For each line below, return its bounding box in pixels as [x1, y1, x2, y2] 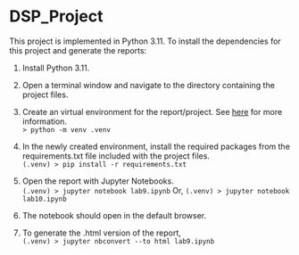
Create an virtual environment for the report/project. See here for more [21, 106, 283, 117]
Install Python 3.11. [21, 62, 90, 73]
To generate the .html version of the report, [21, 227, 181, 238]
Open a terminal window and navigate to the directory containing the [21, 79, 275, 90]
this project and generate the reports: [9, 45, 147, 55]
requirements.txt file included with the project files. [21, 150, 210, 161]
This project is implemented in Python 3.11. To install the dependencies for [9, 36, 281, 46]
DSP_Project [9, 6, 104, 27]
